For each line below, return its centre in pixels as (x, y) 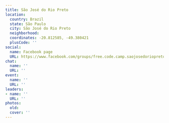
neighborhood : (24, 33)
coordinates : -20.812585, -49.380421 (49, 38)
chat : (11, 61)
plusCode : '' (23, 43)
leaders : (14, 89)
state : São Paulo (28, 24)
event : (12, 75)
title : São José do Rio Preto (37, 10)
